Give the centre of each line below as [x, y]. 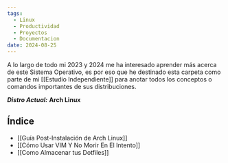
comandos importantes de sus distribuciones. [72, 87]
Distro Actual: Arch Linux [44, 100]
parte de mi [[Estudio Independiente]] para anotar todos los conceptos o [110, 79]
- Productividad [36, 26]
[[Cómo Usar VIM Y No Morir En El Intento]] [79, 145]
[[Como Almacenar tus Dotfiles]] [63, 152]
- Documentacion [36, 39]
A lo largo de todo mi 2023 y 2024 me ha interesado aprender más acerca [112, 65]
